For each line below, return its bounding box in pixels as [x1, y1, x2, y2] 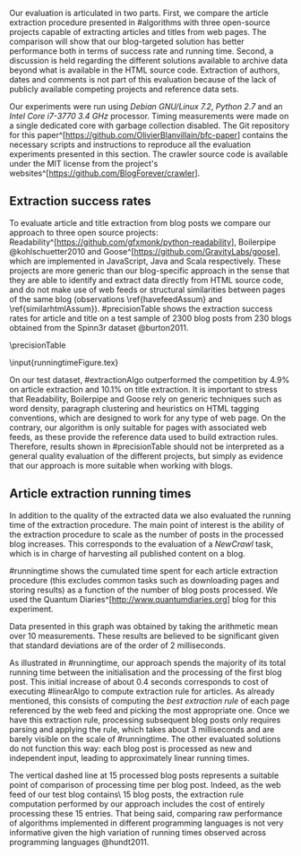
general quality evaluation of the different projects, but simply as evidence [9, 450, 284, 461]
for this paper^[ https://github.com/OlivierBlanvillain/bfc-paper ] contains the [9, 130, 288, 140]
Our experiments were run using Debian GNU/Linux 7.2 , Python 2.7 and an [9, 101, 284, 111]
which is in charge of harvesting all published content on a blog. [9, 548, 246, 558]
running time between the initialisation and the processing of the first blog [9, 667, 282, 678]
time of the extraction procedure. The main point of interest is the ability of [9, 519, 285, 530]
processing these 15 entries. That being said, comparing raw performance [9, 808, 283, 818]
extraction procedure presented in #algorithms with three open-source [9, 17, 271, 28]
